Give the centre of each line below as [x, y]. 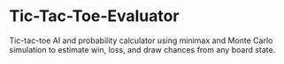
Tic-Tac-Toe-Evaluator [94, 16]
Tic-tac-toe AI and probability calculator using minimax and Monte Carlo [141, 40]
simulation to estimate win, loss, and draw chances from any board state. [142, 49]
